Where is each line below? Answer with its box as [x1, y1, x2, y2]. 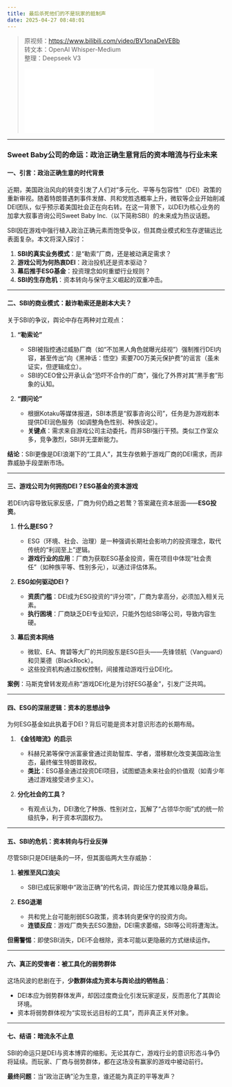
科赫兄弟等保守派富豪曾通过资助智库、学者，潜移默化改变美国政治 [27, 749, 215, 758]
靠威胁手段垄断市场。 [7, 458, 68, 467]
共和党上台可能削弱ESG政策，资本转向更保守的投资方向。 [27, 913, 191, 921]
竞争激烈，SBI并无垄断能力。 [39, 435, 122, 443]
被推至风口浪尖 [17, 868, 60, 877]
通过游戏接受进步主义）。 [27, 775, 98, 784]
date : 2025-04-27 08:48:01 [7, 17, 85, 24]
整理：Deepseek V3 [23, 53, 81, 62]
